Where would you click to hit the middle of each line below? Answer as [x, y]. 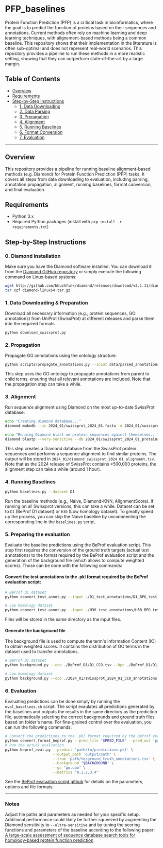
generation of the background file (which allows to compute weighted [75, 561]
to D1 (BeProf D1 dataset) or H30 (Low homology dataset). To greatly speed [79, 512]
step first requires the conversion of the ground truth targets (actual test [77, 550]
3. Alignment [21, 397]
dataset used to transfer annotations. [42, 652]
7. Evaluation [32, 137]
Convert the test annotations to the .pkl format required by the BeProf [77, 577]
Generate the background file [35, 630]
